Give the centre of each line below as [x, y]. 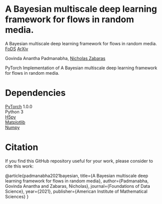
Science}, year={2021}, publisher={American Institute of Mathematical [76, 191]
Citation [22, 147]
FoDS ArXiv [17, 49]
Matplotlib [15, 122]
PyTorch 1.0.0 [19, 106]
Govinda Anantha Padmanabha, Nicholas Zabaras [55, 58]
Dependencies [35, 93]
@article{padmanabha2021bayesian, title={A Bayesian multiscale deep [77, 175]
